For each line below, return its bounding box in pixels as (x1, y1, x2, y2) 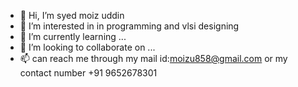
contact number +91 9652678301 (19, 67, 158, 79)
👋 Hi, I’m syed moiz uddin (19, 10, 125, 21)
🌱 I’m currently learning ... (19, 31, 127, 42)
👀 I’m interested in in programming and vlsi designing (19, 20, 240, 32)
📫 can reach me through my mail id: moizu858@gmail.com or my (19, 53, 288, 64)
